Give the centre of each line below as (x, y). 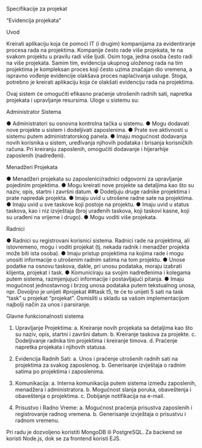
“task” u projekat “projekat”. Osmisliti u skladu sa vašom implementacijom (98, 298)
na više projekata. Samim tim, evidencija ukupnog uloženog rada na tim (95, 63)
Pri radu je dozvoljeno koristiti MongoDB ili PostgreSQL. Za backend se (94, 432)
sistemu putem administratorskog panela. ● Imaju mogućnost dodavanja (96, 136)
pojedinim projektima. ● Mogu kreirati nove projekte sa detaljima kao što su (100, 185)
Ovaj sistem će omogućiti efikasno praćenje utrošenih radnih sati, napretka (99, 94)
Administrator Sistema (34, 112)
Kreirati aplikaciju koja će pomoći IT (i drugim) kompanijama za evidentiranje (101, 44)
